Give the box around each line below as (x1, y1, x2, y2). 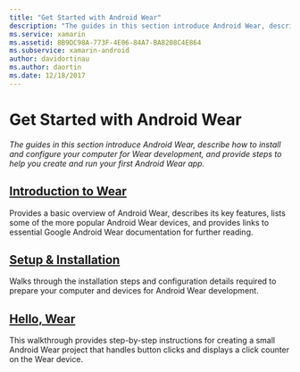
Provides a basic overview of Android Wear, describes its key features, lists (9, 207, 286, 219)
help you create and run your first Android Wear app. (9, 158, 205, 169)
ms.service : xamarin (9, 29, 87, 38)
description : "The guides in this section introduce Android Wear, (9, 21, 266, 30)
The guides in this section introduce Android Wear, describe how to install (9, 139, 281, 150)
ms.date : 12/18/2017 (9, 71, 87, 80)
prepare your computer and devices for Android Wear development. (9, 285, 259, 296)
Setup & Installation (9, 252, 121, 268)
